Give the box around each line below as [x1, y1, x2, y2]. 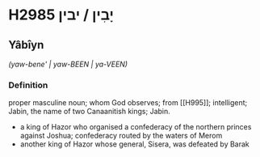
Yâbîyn [8, 38, 44, 52]
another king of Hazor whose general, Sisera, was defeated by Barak [19, 139, 250, 149]
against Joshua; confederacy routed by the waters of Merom [19, 131, 223, 141]
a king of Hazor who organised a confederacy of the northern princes [19, 122, 252, 132]
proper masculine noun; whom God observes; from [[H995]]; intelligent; [8, 98, 248, 108]
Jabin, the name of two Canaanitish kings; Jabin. [8, 107, 171, 117]
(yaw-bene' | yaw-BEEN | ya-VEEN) [8, 59, 128, 69]
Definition [8, 79, 48, 91]
